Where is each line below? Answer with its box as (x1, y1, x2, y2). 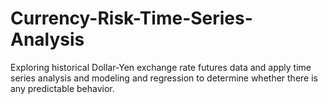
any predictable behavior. (10, 82, 115, 94)
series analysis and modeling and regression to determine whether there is (10, 72, 318, 84)
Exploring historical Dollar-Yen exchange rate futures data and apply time (10, 61, 312, 73)
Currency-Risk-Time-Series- (10, 7, 253, 30)
